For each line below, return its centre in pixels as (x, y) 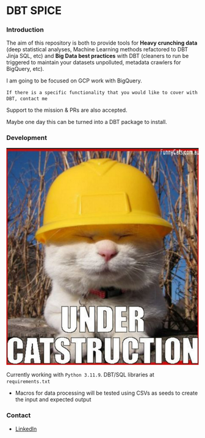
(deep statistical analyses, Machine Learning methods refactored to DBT (97, 49)
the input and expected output (53, 400)
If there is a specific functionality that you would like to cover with (102, 93)
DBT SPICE (34, 11)
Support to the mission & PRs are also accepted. (67, 110)
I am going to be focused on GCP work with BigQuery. (74, 81)
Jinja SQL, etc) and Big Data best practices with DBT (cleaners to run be (98, 56)
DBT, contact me (27, 99)
